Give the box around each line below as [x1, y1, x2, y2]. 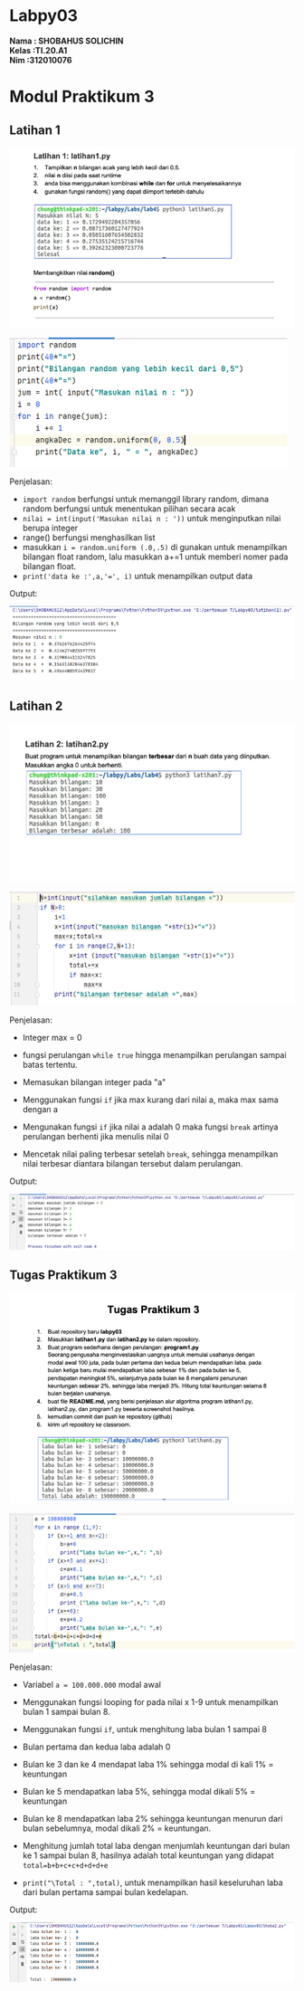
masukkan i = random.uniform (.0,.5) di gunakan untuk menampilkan [22, 541, 288, 552]
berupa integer [22, 522, 79, 533]
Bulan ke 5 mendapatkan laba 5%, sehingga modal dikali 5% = [22, 1786, 256, 1796]
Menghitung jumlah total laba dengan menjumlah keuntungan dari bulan [22, 1840, 290, 1851]
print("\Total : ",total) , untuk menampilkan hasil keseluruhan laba [22, 1877, 283, 1888]
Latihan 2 [9, 698, 63, 713]
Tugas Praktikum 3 [9, 1268, 118, 1283]
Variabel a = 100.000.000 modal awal [22, 1679, 161, 1690]
